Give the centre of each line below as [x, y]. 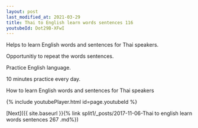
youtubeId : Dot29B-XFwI [35, 28]
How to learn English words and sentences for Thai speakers [80, 91]
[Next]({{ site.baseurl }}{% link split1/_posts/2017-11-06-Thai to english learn [99, 113]
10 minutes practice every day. [43, 79]
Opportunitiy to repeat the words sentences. [60, 56]
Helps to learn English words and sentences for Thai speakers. [82, 45]
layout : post [22, 12]
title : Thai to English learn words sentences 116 [70, 22]
